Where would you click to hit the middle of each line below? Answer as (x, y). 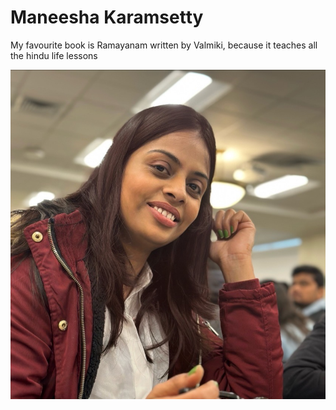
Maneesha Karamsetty (107, 17)
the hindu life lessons (54, 55)
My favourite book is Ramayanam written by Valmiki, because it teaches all (164, 45)
